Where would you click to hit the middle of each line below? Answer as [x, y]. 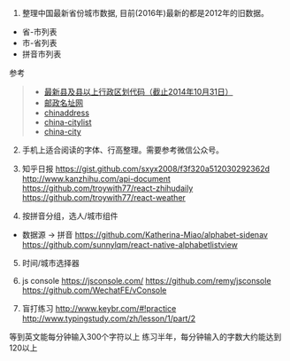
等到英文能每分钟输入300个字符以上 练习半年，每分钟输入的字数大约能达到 [145, 337]
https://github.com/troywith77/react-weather [103, 197]
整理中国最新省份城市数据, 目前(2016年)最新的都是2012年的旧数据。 [145, 13]
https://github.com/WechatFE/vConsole [94, 290]
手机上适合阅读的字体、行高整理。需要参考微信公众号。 [122, 150]
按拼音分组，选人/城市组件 [70, 216]
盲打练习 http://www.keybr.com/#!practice [99, 308]
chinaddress [67, 113]
